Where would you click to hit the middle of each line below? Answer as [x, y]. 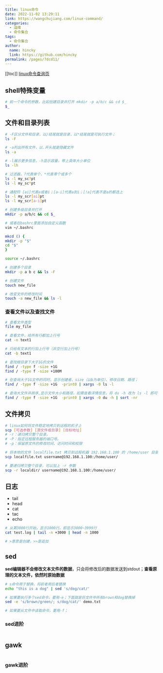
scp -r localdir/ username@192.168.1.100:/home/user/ [61, 470]
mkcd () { [15, 236]
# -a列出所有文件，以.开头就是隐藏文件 [40, 148]
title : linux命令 [22, 9]
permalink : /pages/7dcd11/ [32, 59]
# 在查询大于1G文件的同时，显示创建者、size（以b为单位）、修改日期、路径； [72, 380]
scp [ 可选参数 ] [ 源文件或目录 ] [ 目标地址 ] [43, 430]
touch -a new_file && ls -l [33, 299]
